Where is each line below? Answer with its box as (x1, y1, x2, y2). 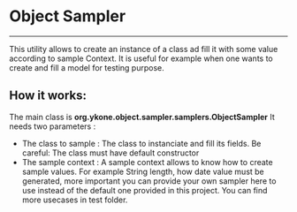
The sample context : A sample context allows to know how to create (21, 156, 273, 167)
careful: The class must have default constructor (21, 148, 200, 158)
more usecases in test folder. (21, 194, 128, 205)
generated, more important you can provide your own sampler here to (21, 175, 277, 186)
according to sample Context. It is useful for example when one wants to (9, 53, 273, 64)
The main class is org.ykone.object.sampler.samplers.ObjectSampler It (9, 111, 276, 122)
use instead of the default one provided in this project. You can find (21, 185, 268, 195)
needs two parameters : (9, 121, 96, 132)
